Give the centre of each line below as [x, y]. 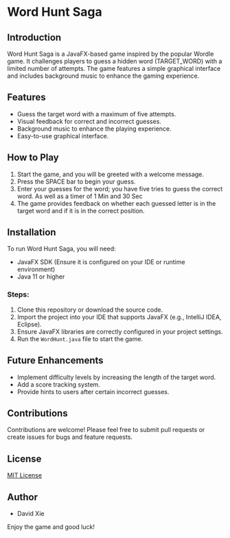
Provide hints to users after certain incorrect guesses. [93, 391]
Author [22, 497]
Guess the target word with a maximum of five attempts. [96, 114]
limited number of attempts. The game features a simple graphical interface [114, 68]
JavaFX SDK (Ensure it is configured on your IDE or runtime [101, 262]
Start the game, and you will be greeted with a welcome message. [111, 174]
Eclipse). [30, 324]
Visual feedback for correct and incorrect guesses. [89, 121]
